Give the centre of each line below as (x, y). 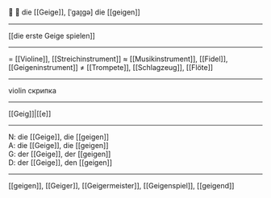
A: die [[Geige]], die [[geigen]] (58, 145)
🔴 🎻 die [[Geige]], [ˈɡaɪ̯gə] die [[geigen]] (75, 12)
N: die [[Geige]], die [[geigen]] (59, 137)
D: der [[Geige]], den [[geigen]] (60, 163)
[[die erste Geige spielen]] (52, 36)
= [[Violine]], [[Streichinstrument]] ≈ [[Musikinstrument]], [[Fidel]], (118, 59)
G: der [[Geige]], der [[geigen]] (60, 154)
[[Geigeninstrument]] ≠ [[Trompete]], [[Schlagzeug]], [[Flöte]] (111, 67)
